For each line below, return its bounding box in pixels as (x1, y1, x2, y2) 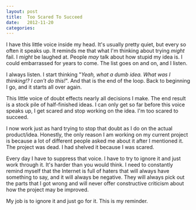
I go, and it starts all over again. (6, 83, 82, 91)
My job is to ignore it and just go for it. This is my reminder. (6, 198, 148, 205)
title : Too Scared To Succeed (6, 14, 83, 20)
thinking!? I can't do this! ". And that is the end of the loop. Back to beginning (6, 77, 191, 84)
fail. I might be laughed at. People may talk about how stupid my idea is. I (6, 53, 183, 60)
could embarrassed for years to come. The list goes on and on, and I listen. (6, 60, 188, 67)
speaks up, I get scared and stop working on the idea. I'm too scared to (6, 107, 179, 114)
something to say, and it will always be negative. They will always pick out (6, 174, 185, 181)
